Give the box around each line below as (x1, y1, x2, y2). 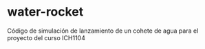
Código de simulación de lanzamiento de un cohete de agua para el (7, 27, 199, 35)
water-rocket (7, 4, 84, 20)
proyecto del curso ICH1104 (7, 33, 86, 42)
